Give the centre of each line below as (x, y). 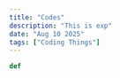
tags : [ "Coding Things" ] (55, 42)
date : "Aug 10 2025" (47, 34)
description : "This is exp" (61, 26)
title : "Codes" (37, 17)
